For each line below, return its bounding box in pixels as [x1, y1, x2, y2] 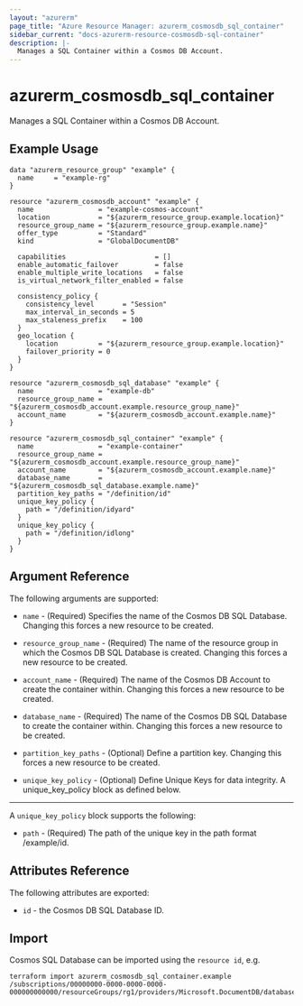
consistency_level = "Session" [25, 300, 168, 309]
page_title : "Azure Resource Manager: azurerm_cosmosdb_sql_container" [9, 22, 284, 31]
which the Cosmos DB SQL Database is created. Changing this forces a [22, 647, 288, 658]
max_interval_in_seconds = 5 [25, 308, 135, 317]
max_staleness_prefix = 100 [25, 315, 143, 325]
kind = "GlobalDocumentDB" [17, 236, 179, 245]
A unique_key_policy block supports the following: [9, 809, 197, 821]
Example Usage [9, 142, 99, 157]
